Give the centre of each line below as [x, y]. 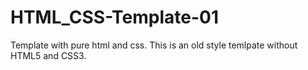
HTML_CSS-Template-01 [115, 17]
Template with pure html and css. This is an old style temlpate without [154, 45]
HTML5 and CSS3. [48, 55]
